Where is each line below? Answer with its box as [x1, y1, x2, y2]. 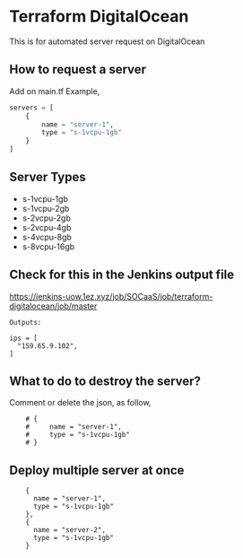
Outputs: [9, 318, 42, 327]
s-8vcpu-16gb [22, 240, 75, 252]
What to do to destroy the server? [9, 374, 202, 389]
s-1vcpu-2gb [22, 203, 70, 214]
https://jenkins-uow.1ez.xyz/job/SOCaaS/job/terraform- [9, 291, 213, 301]
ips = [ [9, 334, 39, 343]
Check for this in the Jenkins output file [9, 267, 235, 283]
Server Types [9, 170, 87, 185]
